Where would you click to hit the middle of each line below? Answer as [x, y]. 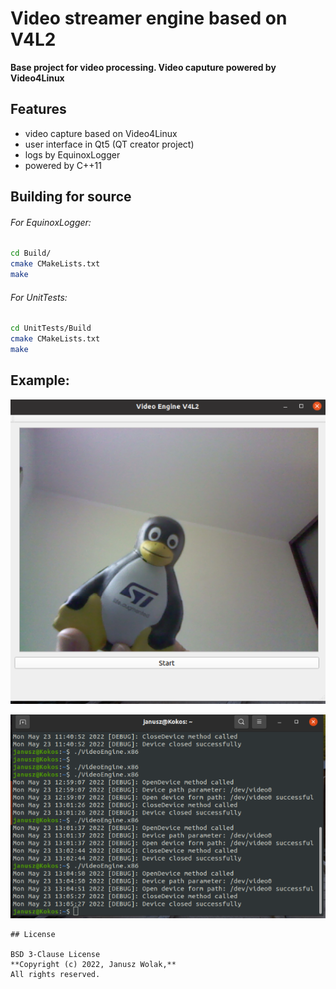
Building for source [71, 197]
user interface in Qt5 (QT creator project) [109, 144]
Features [38, 109]
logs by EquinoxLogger [72, 154]
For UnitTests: [39, 297]
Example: [40, 380]
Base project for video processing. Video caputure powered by [143, 67]
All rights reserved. [55, 975]
